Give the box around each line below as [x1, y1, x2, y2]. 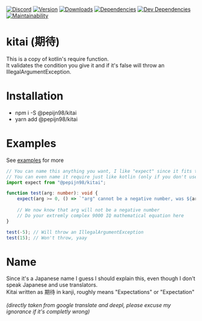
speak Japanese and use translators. [6, 281, 98, 288]
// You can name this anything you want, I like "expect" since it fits [6, 168, 192, 174]
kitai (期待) [6, 35, 60, 49]
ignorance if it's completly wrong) [6, 308, 90, 316]
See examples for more [6, 157, 64, 164]
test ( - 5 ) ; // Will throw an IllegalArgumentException [6, 229, 144, 235]
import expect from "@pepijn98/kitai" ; [6, 179, 106, 185]
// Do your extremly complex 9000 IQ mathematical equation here [17, 213, 185, 219]
